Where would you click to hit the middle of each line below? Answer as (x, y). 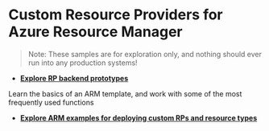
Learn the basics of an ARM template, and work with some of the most (125, 93)
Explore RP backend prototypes (74, 78)
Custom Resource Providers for (116, 15)
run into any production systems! (83, 63)
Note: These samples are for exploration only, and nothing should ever (145, 54)
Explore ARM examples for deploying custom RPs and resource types (139, 117)
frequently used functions (51, 102)
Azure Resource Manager (95, 32)
